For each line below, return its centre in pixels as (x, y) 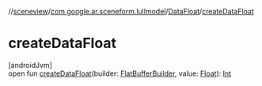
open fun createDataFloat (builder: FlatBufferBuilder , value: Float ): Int (120, 73)
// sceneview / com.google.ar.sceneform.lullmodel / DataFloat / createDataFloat (131, 11)
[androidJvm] (30, 65)
